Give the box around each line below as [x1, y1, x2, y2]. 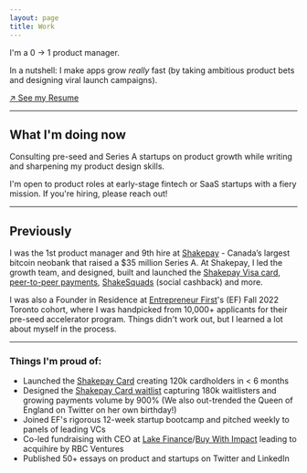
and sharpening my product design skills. [9, 161, 165, 172]
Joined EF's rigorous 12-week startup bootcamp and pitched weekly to [22, 415, 291, 426]
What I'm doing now [9, 127, 126, 142]
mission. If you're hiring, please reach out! [9, 188, 168, 199]
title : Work [9, 22, 55, 31]
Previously [9, 223, 72, 238]
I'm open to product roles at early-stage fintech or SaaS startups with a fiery [9, 179, 297, 190]
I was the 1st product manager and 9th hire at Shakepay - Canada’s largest [9, 247, 291, 258]
